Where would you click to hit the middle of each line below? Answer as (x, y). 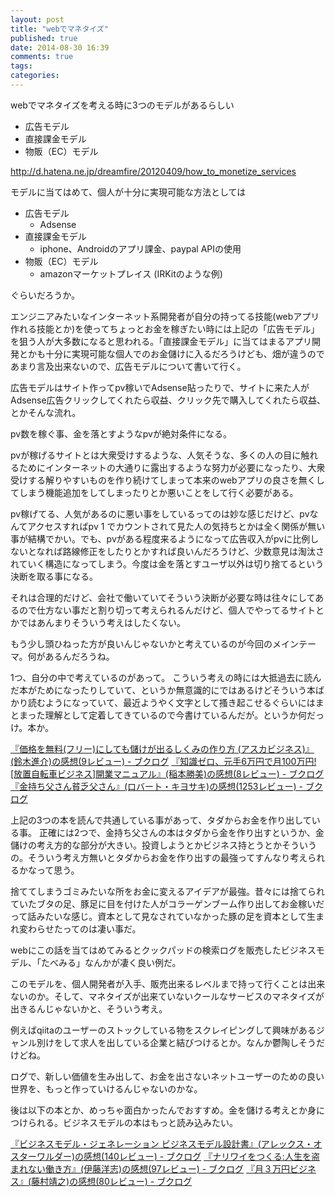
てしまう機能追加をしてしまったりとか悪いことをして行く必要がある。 (154, 492)
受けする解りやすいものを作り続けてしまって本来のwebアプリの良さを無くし (167, 480)
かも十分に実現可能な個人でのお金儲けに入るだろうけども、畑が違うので (176, 353)
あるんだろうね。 (79, 656)
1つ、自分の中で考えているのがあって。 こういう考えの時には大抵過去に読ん (166, 677)
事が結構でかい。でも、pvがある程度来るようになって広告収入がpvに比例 (160, 538)
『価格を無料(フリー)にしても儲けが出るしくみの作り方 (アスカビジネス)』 (162, 748)
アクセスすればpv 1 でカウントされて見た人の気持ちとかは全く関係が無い (176, 526)
